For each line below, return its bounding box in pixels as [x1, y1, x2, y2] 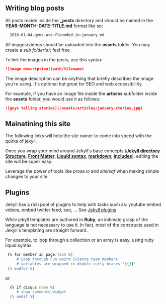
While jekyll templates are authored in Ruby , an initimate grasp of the [5, 217, 148, 223]
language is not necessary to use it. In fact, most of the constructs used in [5, 222, 159, 228]
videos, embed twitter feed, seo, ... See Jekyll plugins [5, 207, 117, 213]
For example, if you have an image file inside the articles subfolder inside [5, 90, 157, 96]
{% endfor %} [7, 266, 35, 271]
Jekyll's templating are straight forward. [5, 227, 88, 233]
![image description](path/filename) [5, 66, 85, 71]
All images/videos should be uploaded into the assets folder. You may [5, 41, 150, 47]
